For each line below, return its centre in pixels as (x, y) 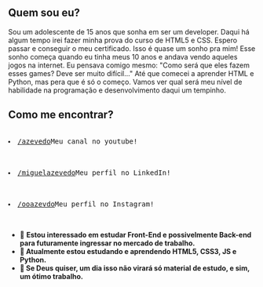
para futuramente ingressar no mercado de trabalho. (107, 243)
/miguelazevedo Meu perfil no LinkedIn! (94, 173)
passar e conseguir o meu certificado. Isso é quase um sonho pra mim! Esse (132, 48)
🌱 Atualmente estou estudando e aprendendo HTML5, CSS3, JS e (128, 251)
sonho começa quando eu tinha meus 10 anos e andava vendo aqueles (123, 56)
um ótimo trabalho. (51, 276)
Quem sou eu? (44, 13)
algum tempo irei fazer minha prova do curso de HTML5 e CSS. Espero (123, 40)
